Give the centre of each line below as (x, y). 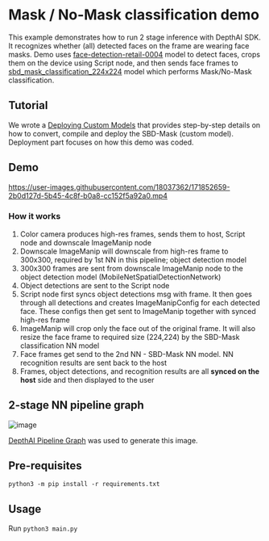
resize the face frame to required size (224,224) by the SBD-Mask (130, 337)
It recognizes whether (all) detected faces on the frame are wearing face (129, 45)
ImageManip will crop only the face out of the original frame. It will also (138, 328)
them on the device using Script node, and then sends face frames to (124, 63)
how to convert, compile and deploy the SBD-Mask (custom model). (121, 133)
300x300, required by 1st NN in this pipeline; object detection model (133, 259)
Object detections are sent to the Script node (95, 285)
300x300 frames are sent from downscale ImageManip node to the (131, 268)
